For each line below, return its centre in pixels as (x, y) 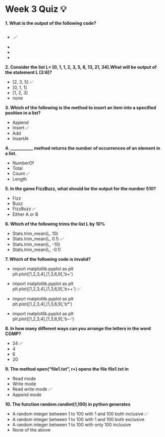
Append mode (27, 394)
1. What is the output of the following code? (51, 23)
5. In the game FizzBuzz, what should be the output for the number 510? (81, 189)
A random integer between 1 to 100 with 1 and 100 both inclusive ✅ (80, 414)
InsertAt (20, 138)
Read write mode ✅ (32, 389)
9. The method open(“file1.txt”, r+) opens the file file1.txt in (67, 369)
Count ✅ (21, 173)
